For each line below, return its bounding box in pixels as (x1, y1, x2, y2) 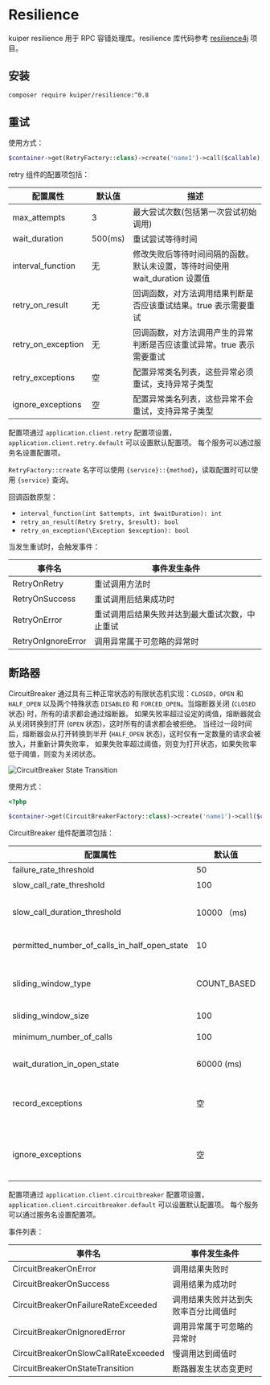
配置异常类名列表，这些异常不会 (132, 394, 254, 405)
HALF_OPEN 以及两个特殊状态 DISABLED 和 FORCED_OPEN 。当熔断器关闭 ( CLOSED (8, 699, 256, 709)
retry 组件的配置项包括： (8, 170, 90, 179)
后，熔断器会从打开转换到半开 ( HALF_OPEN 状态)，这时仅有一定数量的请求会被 (8, 729, 261, 739)
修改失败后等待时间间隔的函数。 (132, 249, 254, 260)
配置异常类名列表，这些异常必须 (132, 366, 254, 377)
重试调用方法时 (94, 579, 151, 590)
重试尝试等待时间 (132, 233, 198, 245)
